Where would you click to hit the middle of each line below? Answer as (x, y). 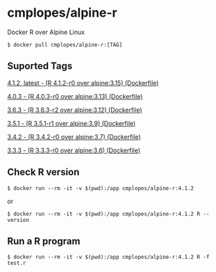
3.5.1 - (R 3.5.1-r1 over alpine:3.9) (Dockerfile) (72, 123)
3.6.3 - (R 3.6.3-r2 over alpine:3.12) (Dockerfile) (75, 110)
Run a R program (44, 241)
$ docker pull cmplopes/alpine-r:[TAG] (65, 45)
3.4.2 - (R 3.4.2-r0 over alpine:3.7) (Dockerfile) (74, 136)
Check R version (43, 172)
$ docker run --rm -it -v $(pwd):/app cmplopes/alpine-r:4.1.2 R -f (108, 257)
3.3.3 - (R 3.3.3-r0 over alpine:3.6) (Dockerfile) (74, 150)
